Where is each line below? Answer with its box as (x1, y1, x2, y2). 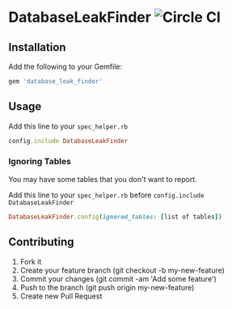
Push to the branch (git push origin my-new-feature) (19, 282, 195, 292)
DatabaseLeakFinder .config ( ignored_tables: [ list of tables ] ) (8, 213, 222, 221)
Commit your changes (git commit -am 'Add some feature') (19, 273, 217, 283)
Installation (8, 40, 66, 54)
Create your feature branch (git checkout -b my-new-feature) (19, 265, 225, 275)
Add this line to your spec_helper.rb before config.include (8, 190, 205, 200)
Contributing (8, 235, 74, 249)
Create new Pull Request (19, 291, 103, 301)
